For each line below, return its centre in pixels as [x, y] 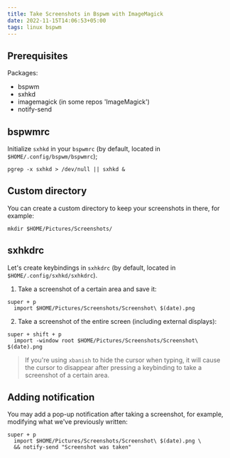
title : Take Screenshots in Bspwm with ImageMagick [85, 14]
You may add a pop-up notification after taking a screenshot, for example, [115, 414]
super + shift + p [34, 334]
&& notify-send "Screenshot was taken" [73, 447]
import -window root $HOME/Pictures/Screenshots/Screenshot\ [106, 340]
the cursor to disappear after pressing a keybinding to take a [113, 367]
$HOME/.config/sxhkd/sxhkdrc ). [53, 275]
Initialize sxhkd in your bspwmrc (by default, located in [84, 149]
